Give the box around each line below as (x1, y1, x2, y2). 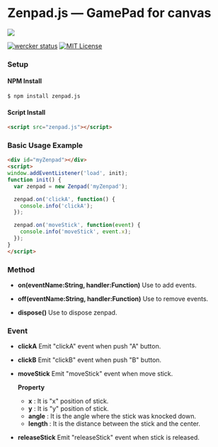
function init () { (7, 176, 62, 183)
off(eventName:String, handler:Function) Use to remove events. (17, 294, 209, 302)
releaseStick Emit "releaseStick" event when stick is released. (17, 434, 200, 442)
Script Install (7, 108, 46, 116)
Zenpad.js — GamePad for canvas (7, 5, 212, 21)
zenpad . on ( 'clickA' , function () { (13, 196, 115, 203)
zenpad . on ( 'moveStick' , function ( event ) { (13, 222, 141, 229)
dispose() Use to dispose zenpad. (17, 308, 117, 317)
